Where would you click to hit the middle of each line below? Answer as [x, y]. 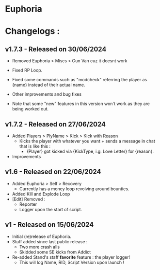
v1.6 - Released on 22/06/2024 [53, 172]
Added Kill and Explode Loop [41, 194]
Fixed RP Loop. [27, 70]
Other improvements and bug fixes [47, 94]
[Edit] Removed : [29, 199]
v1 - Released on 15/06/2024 [49, 225]
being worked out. [30, 109]
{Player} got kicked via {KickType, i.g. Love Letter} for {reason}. [90, 151]
